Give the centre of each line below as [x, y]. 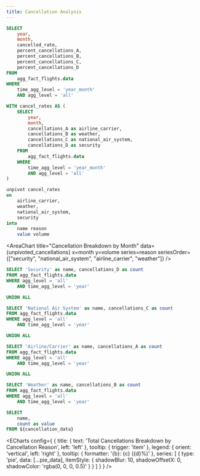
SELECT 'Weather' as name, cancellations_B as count [74, 385]
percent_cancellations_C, [50, 62]
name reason [32, 229]
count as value [36, 424]
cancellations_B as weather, [64, 134]
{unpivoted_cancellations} [38, 252]
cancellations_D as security [64, 145]
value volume [33, 234]
